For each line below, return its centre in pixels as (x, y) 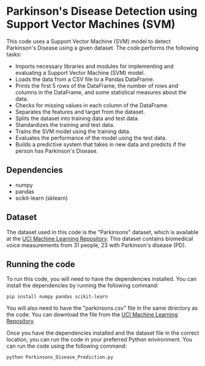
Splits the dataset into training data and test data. (77, 118)
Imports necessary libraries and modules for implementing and (94, 66)
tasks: (14, 54)
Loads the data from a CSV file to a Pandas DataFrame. (85, 79)
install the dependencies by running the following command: (83, 286)
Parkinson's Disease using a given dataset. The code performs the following (102, 48)
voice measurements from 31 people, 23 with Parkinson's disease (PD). (96, 245)
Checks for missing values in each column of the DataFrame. (92, 105)
